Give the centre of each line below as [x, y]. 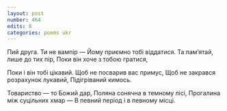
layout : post [26, 13]
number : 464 [24, 20]
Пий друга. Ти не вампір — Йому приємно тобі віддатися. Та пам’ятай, [110, 52]
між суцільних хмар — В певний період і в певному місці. [91, 101]
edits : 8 [19, 26]
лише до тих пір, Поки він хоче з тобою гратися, [78, 60]
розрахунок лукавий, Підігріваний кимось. [69, 80]
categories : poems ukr [39, 33]
